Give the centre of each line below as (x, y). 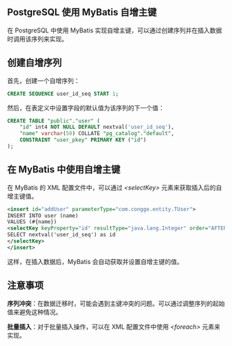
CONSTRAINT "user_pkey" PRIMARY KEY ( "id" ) (83, 140)
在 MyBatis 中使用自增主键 (64, 170)
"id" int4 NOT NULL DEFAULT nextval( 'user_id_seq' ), (97, 127)
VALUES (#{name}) (32, 222)
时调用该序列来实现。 (37, 39)
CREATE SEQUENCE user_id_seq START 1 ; (63, 94)
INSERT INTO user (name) (43, 216)
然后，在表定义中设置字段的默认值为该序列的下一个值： (86, 108)
